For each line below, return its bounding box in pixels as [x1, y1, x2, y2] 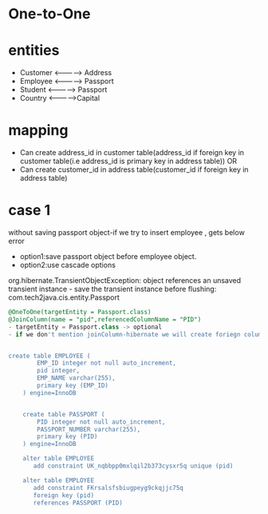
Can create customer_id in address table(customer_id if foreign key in [19, 165, 249, 174]
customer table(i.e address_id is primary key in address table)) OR [19, 157, 238, 166]
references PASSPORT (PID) [33, 499, 124, 507]
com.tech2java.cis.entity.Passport [8, 293, 120, 302]
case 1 [8, 201, 51, 220]
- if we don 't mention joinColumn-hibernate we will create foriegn [8, 330, 241, 338]
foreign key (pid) [33, 491, 94, 500]
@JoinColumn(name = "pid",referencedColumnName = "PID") [8, 315, 202, 324]
